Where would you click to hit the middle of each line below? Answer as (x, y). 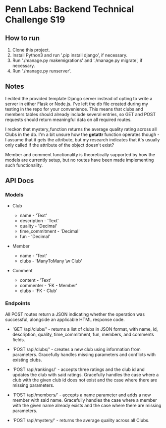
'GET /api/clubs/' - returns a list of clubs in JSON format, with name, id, (85, 329)
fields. (19, 339)
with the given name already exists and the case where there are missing (87, 405)
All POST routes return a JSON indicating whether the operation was (75, 314)
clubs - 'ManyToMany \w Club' (51, 261)
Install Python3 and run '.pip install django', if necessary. (70, 55)
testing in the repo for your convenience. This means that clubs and (74, 109)
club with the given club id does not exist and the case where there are (85, 380)
